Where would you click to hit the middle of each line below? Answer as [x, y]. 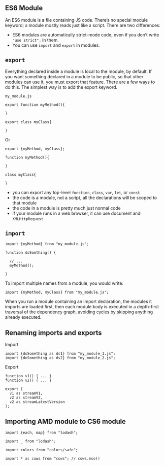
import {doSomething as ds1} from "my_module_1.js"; [60, 354]
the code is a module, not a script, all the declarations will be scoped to [84, 198]
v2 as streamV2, [26, 398]
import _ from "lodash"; [31, 441]
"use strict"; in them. [35, 40]
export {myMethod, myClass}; [35, 149]
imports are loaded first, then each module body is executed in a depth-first [82, 307]
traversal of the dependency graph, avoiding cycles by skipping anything [79, 312]
